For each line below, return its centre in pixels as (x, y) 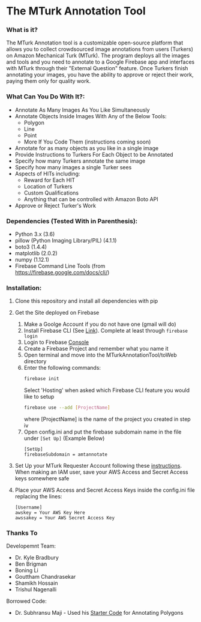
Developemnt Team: (31, 546)
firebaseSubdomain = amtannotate (66, 454)
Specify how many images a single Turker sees (73, 167)
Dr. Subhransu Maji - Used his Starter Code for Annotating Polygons (99, 613)
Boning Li (27, 570)
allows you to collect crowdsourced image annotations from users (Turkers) (100, 49)
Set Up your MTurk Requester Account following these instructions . (98, 466)
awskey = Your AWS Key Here (50, 513)
